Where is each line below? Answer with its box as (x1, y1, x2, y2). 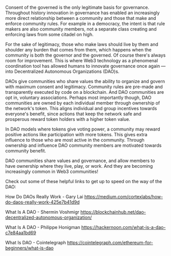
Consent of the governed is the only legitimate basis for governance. (5, 5, 149, 10)
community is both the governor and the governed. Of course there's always (5, 52, 166, 58)
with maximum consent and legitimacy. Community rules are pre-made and (5, 84, 163, 90)
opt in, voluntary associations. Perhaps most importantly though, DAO (5, 94, 152, 100)
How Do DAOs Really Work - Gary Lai (5, 194, 83, 199)
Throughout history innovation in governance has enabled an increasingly (5, 10, 160, 16)
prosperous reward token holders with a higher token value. (5, 116, 131, 122)
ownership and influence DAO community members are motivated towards (5, 142, 162, 148)
